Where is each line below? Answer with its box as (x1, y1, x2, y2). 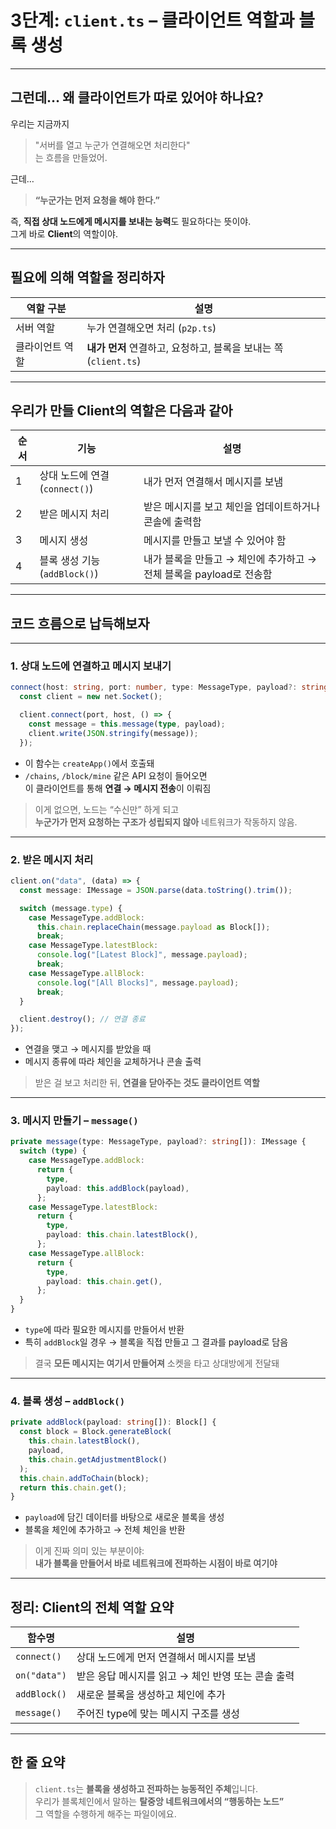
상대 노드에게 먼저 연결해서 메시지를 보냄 (76, 1651, 257, 1665)
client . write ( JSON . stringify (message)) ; (28, 728, 199, 738)
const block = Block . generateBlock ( (19, 1427, 172, 1437)
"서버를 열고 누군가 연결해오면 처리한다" (34, 139, 191, 151)
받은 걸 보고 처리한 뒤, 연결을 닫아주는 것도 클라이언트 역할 (34, 1077, 260, 1089)
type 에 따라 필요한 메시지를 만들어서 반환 (24, 1324, 185, 1336)
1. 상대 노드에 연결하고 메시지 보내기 (10, 659, 172, 673)
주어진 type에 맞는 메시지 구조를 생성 (76, 1707, 241, 1721)
